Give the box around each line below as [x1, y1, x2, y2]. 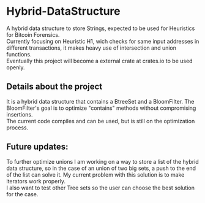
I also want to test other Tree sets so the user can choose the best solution [6, 184, 195, 191]
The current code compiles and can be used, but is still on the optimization [6, 117, 195, 124]
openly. [6, 63, 26, 71]
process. [6, 124, 29, 131]
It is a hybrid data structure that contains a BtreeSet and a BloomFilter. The [6, 98, 195, 105]
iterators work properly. [6, 177, 66, 185]
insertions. [6, 110, 33, 118]
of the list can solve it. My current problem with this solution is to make [6, 170, 185, 178]
